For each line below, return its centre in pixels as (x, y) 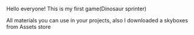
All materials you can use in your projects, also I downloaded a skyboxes (97, 20)
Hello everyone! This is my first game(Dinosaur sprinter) (77, 9)
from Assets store (29, 27)
